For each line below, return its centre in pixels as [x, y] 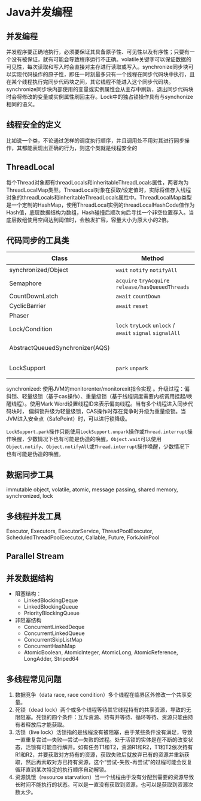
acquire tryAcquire [143, 281]
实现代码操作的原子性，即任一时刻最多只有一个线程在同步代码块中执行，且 [103, 74]
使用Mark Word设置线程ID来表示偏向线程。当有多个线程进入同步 [109, 404]
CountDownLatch [34, 296]
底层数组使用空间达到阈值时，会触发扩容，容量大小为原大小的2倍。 [89, 220]
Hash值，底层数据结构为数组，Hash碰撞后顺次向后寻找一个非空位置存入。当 [100, 212]
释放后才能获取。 [46, 725]
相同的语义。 [22, 104]
